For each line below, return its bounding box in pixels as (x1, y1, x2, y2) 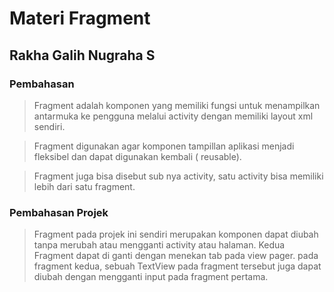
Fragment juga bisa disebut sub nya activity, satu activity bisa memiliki (33, 170, 324, 182)
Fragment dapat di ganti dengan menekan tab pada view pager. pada (33, 250, 319, 262)
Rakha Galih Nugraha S (9, 47, 156, 64)
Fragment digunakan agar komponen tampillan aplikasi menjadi (33, 140, 295, 152)
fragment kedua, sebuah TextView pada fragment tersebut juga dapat (33, 260, 322, 272)
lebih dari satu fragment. (33, 180, 136, 192)
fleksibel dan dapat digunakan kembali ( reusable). (33, 150, 242, 162)
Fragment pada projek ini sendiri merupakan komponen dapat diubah (33, 228, 319, 241)
